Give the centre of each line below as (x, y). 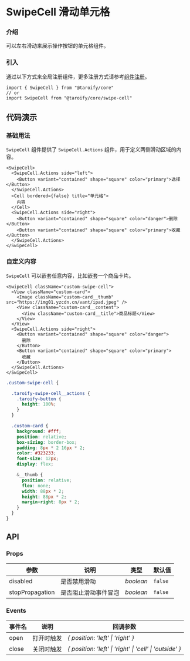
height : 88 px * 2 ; (44, 497)
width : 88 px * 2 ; (43, 491)
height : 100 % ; (39, 404)
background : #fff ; (39, 431)
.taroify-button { (39, 399)
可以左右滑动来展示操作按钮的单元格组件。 (57, 46)
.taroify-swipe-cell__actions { (51, 393)
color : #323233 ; (37, 453)
